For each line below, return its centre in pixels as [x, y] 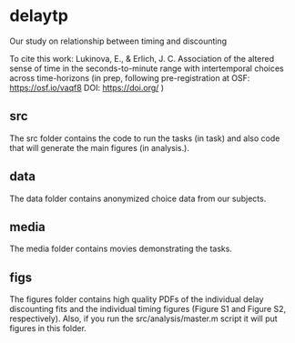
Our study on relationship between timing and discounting [118, 41]
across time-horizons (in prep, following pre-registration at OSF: [130, 77]
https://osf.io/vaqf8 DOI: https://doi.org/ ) [87, 87]
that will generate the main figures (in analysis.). [99, 147]
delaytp [39, 16]
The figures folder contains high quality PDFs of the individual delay [137, 299]
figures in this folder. [48, 328]
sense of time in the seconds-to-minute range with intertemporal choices [147, 68]
